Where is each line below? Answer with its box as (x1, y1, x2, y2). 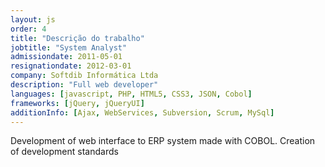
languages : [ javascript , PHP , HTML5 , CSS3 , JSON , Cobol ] (10, 89, 253, 99)
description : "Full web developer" (10, 80, 159, 90)
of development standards (10, 146, 119, 158)
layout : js (10, 14, 56, 25)
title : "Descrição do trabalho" (10, 33, 145, 43)
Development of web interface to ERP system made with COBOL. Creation (10, 135, 316, 147)
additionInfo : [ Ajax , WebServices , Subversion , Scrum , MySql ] (10, 107, 275, 118)
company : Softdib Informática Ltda (10, 71, 159, 81)
